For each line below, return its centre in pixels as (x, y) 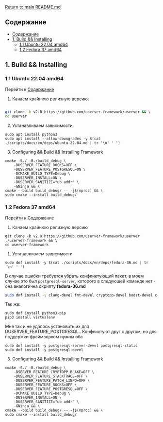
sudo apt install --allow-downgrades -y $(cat (53, 139)
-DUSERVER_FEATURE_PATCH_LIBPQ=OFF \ (52, 381)
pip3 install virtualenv (30, 317)
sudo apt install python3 (31, 135)
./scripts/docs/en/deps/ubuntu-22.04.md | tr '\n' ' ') (63, 143)
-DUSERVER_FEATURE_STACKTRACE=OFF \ (51, 376)
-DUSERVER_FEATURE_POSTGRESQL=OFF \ (51, 389)
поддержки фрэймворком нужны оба (44, 337)
